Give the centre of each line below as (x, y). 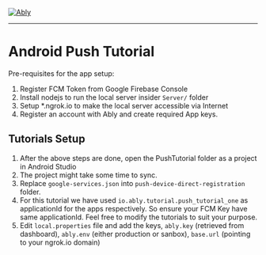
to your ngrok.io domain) (60, 242)
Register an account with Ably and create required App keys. (119, 114)
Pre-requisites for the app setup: (61, 73)
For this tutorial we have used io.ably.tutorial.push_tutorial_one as (134, 200)
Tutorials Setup (47, 139)
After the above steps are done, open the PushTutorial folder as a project (138, 158)
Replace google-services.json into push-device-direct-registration (132, 183)
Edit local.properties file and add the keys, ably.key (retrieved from (132, 225)
